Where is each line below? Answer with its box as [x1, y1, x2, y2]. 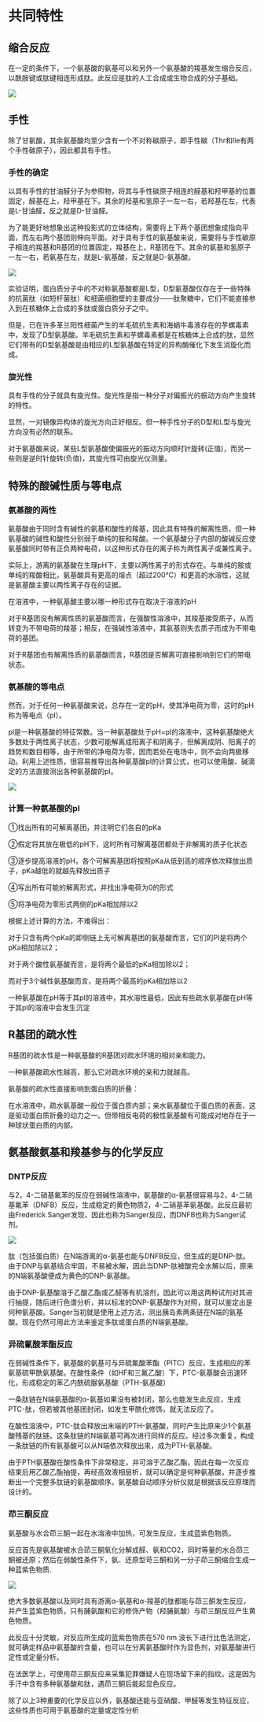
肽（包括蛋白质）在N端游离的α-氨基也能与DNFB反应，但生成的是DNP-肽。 [8, 1251, 250, 1261]
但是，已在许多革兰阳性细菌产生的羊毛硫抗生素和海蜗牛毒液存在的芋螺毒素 [8, 320, 249, 330]
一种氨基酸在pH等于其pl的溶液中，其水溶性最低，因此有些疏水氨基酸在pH [8, 993, 246, 1002]
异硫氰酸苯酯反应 [8, 1339, 73, 1350]
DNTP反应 [8, 1171, 47, 1182]
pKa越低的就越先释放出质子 [21, 865, 111, 875]
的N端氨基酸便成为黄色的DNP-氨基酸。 [8, 1271, 134, 1280]
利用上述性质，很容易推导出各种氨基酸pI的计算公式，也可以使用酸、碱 [21, 757, 249, 766]
